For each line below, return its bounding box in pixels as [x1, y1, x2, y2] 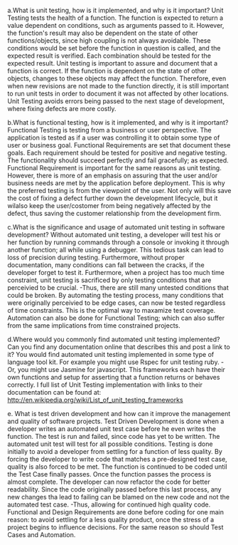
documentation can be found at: [7, 388, 102, 396]
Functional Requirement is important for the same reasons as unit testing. [7, 164, 222, 172]
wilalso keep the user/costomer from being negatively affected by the [7, 202, 211, 209]
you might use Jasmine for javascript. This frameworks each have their [17, 365, 226, 373]
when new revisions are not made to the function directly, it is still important [7, 82, 229, 90]
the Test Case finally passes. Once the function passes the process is [7, 470, 212, 478]
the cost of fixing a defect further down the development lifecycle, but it [7, 194, 218, 202]
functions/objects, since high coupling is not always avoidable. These [7, 36, 211, 45]
